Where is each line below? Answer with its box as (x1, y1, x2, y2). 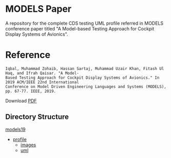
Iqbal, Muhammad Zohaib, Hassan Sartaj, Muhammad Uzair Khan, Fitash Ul (5, 66, 164, 71)
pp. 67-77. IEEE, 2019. (5, 89, 56, 94)
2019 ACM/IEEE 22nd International (5, 79, 80, 85)
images (20, 142, 36, 148)
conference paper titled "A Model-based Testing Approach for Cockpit (5, 25, 155, 31)
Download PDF (5, 97, 37, 103)
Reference (5, 49, 50, 61)
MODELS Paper (5, 3, 72, 15)
